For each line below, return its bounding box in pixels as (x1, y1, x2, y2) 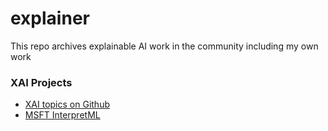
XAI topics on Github (24, 98, 110, 111)
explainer (10, 7, 90, 30)
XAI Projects (10, 75, 73, 89)
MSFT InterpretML (24, 109, 101, 121)
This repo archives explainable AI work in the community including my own (10, 40, 319, 52)
